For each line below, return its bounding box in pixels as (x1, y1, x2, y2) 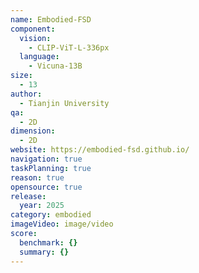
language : (19, 52, 60, 62)
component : (10, 24, 56, 34)
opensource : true (10, 182, 83, 192)
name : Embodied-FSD (10, 14, 92, 25)
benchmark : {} (19, 237, 78, 248)
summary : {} (19, 247, 70, 257)
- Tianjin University (19, 98, 110, 108)
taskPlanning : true (10, 163, 92, 173)
